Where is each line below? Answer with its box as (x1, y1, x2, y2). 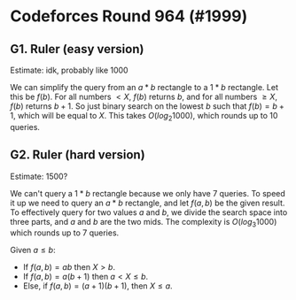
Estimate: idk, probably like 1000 (10, 65, 129, 75)
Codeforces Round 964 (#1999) (10, 6, 248, 27)
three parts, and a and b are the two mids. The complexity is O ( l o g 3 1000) (10, 216, 277, 229)
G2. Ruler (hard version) (10, 148, 145, 163)
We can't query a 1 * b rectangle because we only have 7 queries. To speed (10, 188, 286, 198)
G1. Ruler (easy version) (10, 42, 144, 57)
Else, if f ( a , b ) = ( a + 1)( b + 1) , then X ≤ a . (22, 281, 173, 291)
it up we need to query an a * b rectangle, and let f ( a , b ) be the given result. (10, 197, 285, 208)
